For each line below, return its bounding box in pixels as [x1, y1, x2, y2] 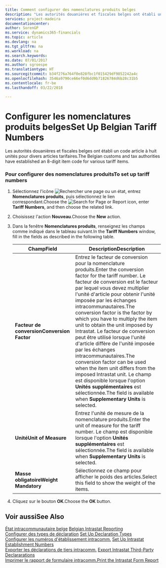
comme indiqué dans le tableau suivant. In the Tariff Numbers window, [12, 228, 156, 234]
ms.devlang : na [5, 39, 37, 44]
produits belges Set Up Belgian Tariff [5, 121, 157, 132]
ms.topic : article [5, 35, 43, 40]
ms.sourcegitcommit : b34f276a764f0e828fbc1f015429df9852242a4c [5, 72, 138, 76]
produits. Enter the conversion [75, 266, 144, 273]
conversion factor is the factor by [75, 309, 152, 316]
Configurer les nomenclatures [5, 111, 131, 122]
